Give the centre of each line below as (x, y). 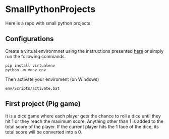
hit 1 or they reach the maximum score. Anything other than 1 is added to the (84, 121)
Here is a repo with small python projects (48, 23)
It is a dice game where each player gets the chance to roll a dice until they (83, 116)
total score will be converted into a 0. (44, 132)
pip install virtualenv (30, 65)
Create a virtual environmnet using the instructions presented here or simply (84, 51)
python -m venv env (26, 70)
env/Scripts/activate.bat (32, 88)
